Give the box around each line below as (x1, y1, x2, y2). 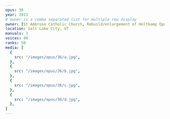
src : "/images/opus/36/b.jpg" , (14, 69, 80, 74)
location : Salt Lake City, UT (5, 26, 69, 31)
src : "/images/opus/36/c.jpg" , (14, 83, 80, 88)
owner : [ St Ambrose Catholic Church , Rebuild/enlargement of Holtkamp (5, 21, 157, 27)
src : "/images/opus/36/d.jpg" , (14, 97, 80, 102)
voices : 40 (5, 36, 28, 41)
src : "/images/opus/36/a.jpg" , (14, 54, 80, 60)
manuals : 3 (5, 31, 28, 36)
